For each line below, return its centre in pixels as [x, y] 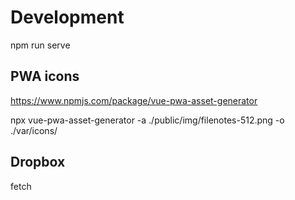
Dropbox [38, 162]
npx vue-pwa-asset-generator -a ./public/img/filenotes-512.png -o [147, 120]
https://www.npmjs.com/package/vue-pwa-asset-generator [134, 100]
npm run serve [40, 45]
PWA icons [45, 76]
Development [67, 17]
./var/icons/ [34, 130]
